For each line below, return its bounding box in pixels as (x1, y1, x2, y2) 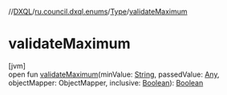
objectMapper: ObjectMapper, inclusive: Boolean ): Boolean (8, 77, 204, 87)
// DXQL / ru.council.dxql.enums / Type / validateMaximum (8, 7, 188, 16)
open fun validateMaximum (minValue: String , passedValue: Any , (8, 69, 220, 79)
